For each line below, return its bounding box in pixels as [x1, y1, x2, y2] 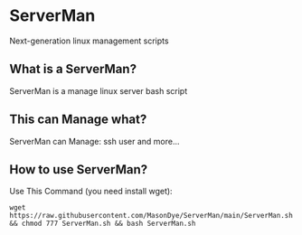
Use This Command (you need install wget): [9, 186, 174, 197]
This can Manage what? [9, 112, 147, 127]
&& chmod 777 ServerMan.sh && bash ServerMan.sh [9, 219, 196, 229]
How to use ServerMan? [9, 162, 148, 177]
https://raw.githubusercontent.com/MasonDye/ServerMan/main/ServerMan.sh [9, 211, 294, 221]
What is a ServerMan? [9, 61, 137, 77]
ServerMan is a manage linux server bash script [9, 85, 188, 96]
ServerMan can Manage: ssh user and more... [9, 136, 180, 146]
